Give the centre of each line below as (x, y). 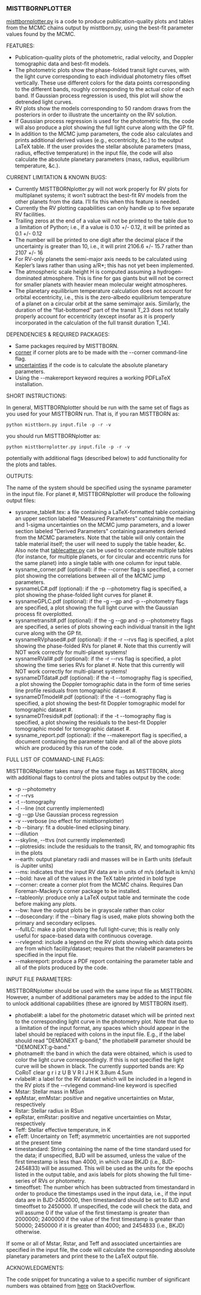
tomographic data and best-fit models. (62, 64)
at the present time (38, 1143)
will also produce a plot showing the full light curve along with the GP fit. (104, 128)
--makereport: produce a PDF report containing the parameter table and (104, 962)
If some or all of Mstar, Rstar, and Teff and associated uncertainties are (94, 1243)
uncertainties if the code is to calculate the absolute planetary (91, 365)
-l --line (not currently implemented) (60, 809)
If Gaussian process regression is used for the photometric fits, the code (104, 121)
